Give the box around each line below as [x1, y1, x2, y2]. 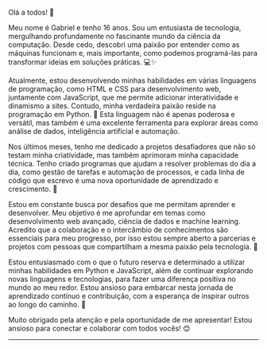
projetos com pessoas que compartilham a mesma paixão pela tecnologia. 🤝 [8, 242, 258, 251]
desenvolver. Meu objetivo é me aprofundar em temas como [8, 208, 206, 217]
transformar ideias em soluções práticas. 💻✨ [8, 57, 157, 67]
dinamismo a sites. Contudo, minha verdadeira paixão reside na [8, 101, 216, 111]
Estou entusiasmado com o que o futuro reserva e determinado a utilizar [8, 257, 246, 267]
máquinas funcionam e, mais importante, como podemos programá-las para [8, 49, 258, 57]
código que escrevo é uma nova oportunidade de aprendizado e [8, 176, 219, 185]
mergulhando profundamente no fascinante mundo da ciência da [8, 32, 221, 41]
